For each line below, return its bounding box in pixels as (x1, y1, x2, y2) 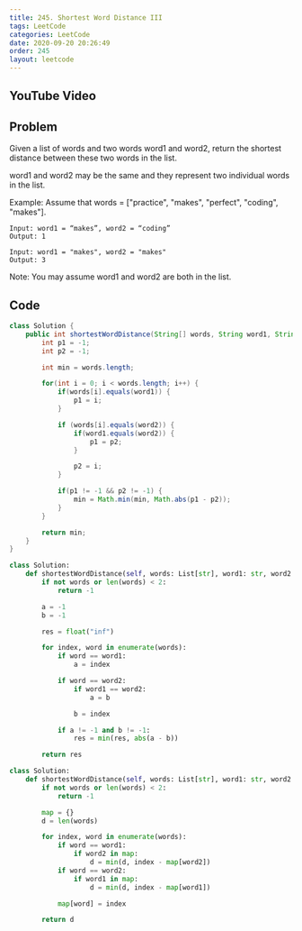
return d (41, 916, 75, 925)
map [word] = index (57, 899, 127, 908)
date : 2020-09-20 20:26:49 (9, 38, 111, 48)
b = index (73, 709, 111, 718)
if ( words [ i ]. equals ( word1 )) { (57, 388, 171, 397)
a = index (73, 660, 111, 670)
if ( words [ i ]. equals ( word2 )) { (57, 420, 175, 429)
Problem (9, 119, 58, 134)
